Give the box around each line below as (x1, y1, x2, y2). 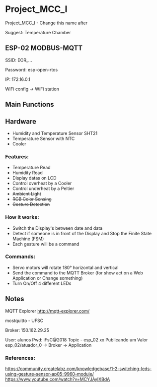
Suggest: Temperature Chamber (5, 29, 71, 35)
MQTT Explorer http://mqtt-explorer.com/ (5, 308, 90, 314)
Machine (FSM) (12, 236, 44, 242)
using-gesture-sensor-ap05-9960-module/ (5, 371, 94, 377)
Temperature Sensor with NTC (12, 135, 75, 141)
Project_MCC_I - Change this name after (5, 20, 88, 26)
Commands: (5, 253, 36, 260)
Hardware (5, 117, 36, 126)
